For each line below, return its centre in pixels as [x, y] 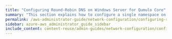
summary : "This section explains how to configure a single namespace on [86, 15]
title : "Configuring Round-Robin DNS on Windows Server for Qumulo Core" [86, 10]
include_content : [24, 29]
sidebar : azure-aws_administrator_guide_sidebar [58, 24]
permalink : [17, 19]
